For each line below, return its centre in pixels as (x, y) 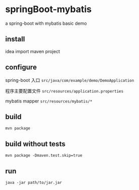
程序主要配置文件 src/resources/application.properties (64, 91)
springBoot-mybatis (49, 9)
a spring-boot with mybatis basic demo (46, 23)
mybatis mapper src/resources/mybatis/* (49, 101)
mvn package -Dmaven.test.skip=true (44, 156)
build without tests (35, 144)
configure (21, 67)
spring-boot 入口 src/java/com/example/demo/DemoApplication (70, 80)
